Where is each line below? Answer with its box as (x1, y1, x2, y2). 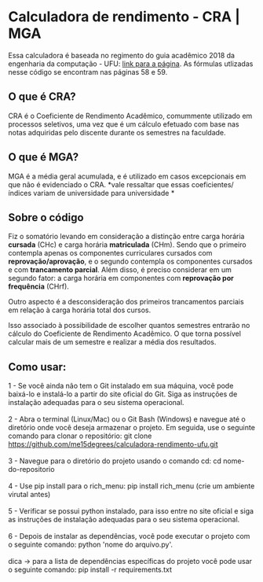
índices (8, 188, 32, 197)
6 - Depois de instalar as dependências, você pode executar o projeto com (8, 532, 250, 541)
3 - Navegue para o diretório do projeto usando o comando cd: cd (8, 456, 222, 466)
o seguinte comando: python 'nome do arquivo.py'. (8, 540, 174, 550)
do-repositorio (8, 465, 55, 474)
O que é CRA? (8, 90, 76, 104)
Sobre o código (8, 211, 84, 224)
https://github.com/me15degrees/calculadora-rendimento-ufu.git (8, 440, 218, 449)
